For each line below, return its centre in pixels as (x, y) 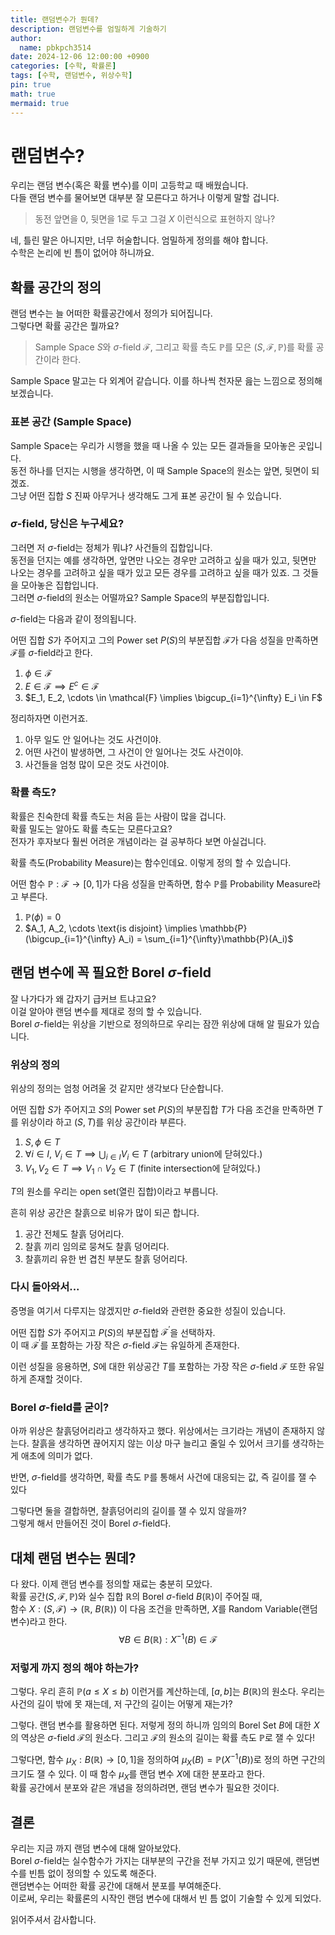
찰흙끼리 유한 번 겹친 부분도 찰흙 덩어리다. (106, 1258)
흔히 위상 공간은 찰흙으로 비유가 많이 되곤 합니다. (105, 1212)
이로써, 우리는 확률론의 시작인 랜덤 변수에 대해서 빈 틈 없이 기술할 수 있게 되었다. (166, 1898)
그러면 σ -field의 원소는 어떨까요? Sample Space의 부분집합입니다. (140, 597)
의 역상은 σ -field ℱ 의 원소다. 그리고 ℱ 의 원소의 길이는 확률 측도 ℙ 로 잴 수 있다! (163, 1738)
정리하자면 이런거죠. (49, 718)
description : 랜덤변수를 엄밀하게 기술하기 (88, 29)
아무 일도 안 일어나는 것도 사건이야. (93, 739)
